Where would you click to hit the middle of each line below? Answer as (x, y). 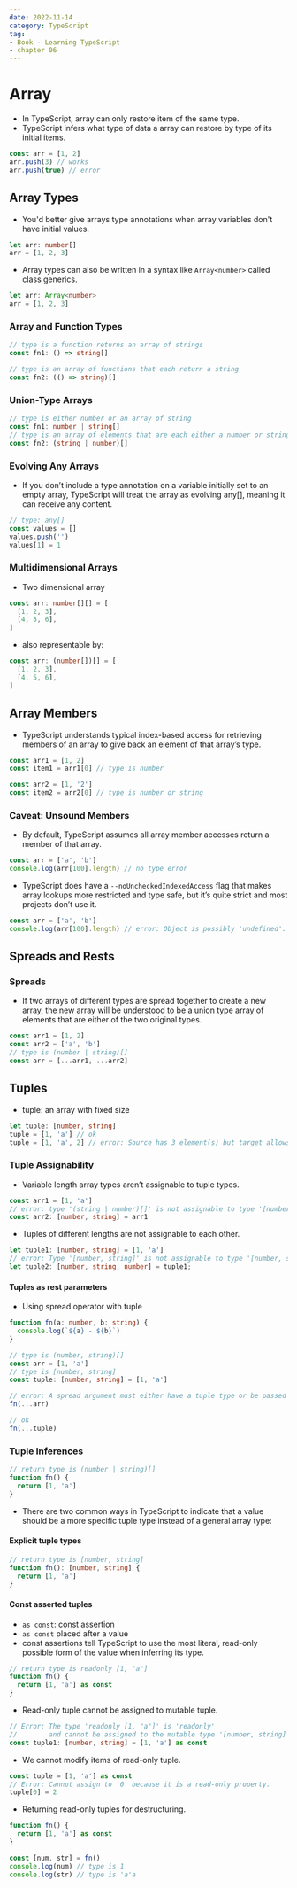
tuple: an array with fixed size (76, 1109)
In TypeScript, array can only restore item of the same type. (130, 119)
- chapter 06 (33, 51)
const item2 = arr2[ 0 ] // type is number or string (106, 793)
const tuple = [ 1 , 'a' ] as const (71, 1776)
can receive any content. (67, 504)
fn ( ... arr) (29, 1404)
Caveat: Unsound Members (69, 815)
